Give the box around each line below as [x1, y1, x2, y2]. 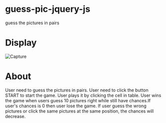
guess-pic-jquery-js [5, 3, 91, 15]
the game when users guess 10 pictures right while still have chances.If [5, 97, 151, 103]
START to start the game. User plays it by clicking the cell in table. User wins [5, 92, 162, 98]
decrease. [5, 113, 26, 119]
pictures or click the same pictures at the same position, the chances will [5, 108, 154, 114]
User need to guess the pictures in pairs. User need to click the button [5, 87, 149, 93]
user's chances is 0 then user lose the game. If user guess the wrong [5, 103, 147, 109]
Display [5, 37, 37, 48]
